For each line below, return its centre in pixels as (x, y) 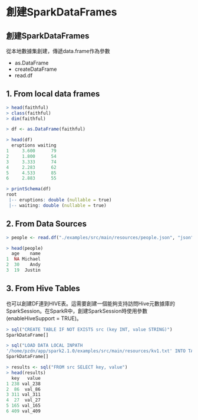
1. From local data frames (53, 94)
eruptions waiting (34, 145)
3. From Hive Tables (43, 289)
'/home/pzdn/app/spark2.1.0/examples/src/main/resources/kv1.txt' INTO (96, 351)
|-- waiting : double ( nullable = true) (58, 205)
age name (26, 254)
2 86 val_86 (24, 389)
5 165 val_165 (24, 406)
